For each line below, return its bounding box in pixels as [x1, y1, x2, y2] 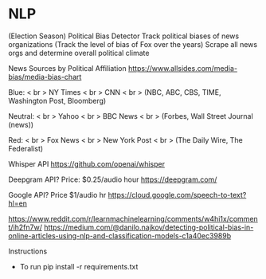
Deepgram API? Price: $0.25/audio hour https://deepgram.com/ [8, 175, 217, 184]
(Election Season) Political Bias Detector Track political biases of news [8, 31, 240, 41]
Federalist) [8, 143, 44, 153]
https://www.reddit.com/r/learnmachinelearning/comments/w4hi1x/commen [8, 214, 259, 223]
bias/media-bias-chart [8, 72, 82, 81]
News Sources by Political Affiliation [8, 63, 127, 73]
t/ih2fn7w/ [8, 222, 42, 232]
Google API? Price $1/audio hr [8, 190, 107, 199]
